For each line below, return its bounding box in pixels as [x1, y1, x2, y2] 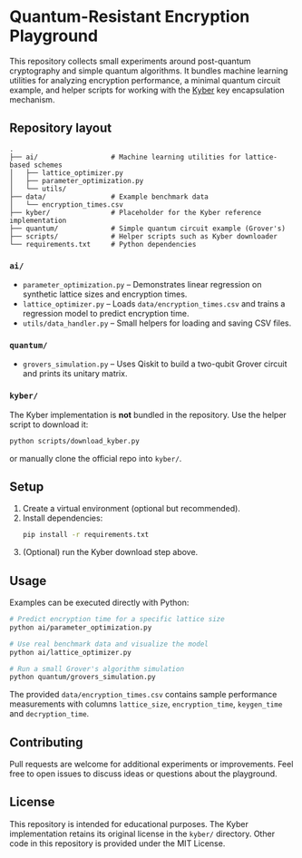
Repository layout [9, 121, 112, 136]
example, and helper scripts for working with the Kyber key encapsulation [9, 84, 285, 95]
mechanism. [9, 93, 55, 105]
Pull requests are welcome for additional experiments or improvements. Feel [9, 759, 294, 770]
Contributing [9, 735, 83, 750]
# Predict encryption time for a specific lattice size [9, 615, 225, 624]
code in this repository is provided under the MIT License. [9, 837, 226, 849]
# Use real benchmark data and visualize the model [9, 639, 209, 648]
